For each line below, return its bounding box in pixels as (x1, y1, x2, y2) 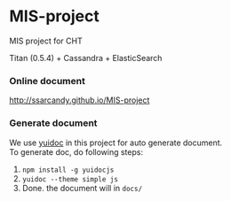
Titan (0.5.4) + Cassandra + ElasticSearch (9, 52, 163, 63)
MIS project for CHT (9, 35, 83, 46)
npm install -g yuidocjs (21, 166, 115, 174)
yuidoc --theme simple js (21, 174, 118, 183)
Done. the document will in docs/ (21, 182, 143, 193)
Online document (9, 74, 86, 87)
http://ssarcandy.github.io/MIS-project (9, 95, 150, 105)
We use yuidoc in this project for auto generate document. (9, 137, 223, 148)
